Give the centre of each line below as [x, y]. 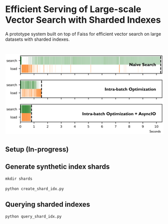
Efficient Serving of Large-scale [73, 9]
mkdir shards [19, 179]
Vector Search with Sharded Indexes [83, 20]
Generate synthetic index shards [58, 166]
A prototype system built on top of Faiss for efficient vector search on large [83, 34]
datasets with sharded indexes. [37, 39]
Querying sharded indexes [48, 204]
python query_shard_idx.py [33, 217]
